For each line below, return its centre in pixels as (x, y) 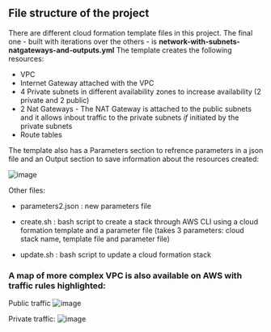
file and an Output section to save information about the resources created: (134, 159)
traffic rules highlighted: (57, 285)
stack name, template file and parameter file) (95, 239)
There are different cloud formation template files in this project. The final (131, 32)
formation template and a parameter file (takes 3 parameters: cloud (132, 230)
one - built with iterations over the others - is (83, 41)
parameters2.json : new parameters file (86, 206)
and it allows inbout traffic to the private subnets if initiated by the (129, 117)
